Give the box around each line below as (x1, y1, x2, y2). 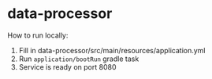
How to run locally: (7, 31, 69, 40)
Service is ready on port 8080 (18, 62, 117, 71)
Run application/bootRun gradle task (18, 54, 139, 63)
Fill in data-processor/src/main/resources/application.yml (18, 45, 206, 55)
